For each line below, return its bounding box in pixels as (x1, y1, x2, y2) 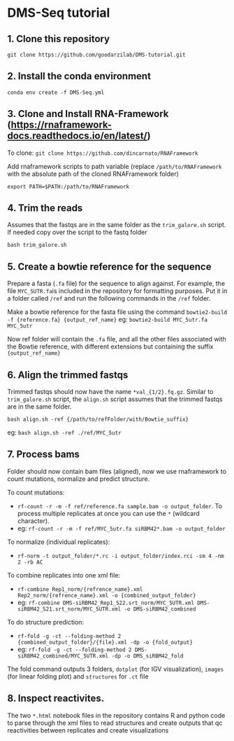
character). (17, 517, 50, 525)
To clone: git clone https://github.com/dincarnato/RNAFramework (7, 149, 198, 157)
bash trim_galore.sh (7, 242, 68, 249)
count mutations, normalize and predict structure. (7, 475, 150, 483)
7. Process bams (7, 449, 80, 461)
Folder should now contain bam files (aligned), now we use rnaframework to (7, 467, 227, 475)
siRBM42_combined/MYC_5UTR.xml (17, 652, 109, 660)
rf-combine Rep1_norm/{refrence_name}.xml (17, 585, 143, 593)
